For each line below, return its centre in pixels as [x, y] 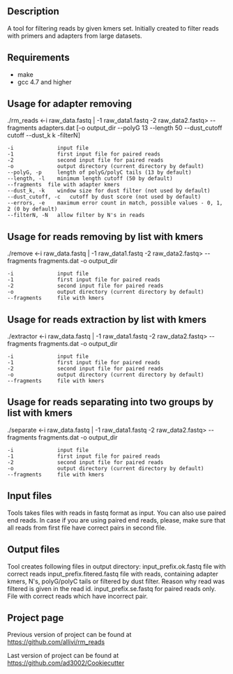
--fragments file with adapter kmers [63, 185]
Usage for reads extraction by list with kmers [107, 319]
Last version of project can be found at [63, 656]
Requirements [38, 58]
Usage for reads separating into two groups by [111, 402]
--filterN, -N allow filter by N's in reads [76, 216]
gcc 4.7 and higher [44, 82]
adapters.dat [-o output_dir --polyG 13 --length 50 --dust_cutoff [130, 128]
